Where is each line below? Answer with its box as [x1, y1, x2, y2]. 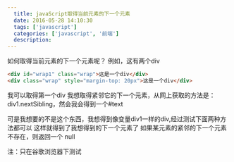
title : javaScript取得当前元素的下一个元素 [13, 10, 130, 18]
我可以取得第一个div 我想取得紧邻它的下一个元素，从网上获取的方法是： [7, 91, 216, 99]
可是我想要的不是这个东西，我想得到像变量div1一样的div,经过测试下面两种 [7, 114, 221, 123]
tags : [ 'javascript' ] [13, 23, 78, 30]
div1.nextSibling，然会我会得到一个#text [7, 99, 123, 108]
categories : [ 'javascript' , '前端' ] [13, 30, 119, 37]
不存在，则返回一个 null [7, 132, 75, 141]
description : [13, 37, 52, 44]
